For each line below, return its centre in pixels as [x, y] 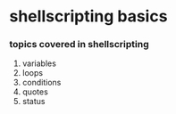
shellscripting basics [88, 16]
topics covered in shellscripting [79, 45]
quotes [35, 92]
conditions [42, 83]
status [34, 102]
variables [39, 63]
